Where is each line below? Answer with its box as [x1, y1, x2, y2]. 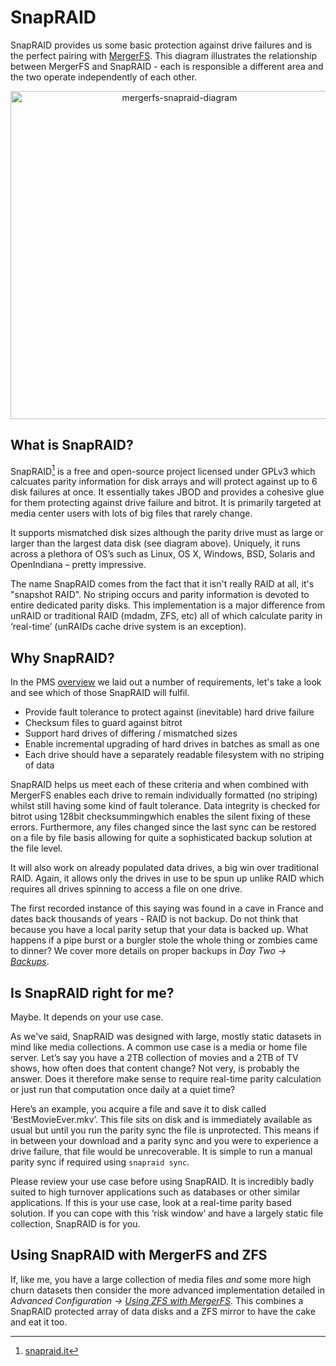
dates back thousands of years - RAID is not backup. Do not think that [10, 913, 299, 925]
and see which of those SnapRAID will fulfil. [10, 687, 190, 699]
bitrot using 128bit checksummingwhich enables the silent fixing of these [10, 811, 311, 823]
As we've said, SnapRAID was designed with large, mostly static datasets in [10, 1031, 322, 1043]
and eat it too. [10, 1316, 68, 1328]
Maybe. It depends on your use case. [10, 1011, 164, 1023]
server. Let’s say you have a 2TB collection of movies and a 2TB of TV [10, 1052, 299, 1064]
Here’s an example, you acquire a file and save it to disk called [10, 1103, 267, 1115]
